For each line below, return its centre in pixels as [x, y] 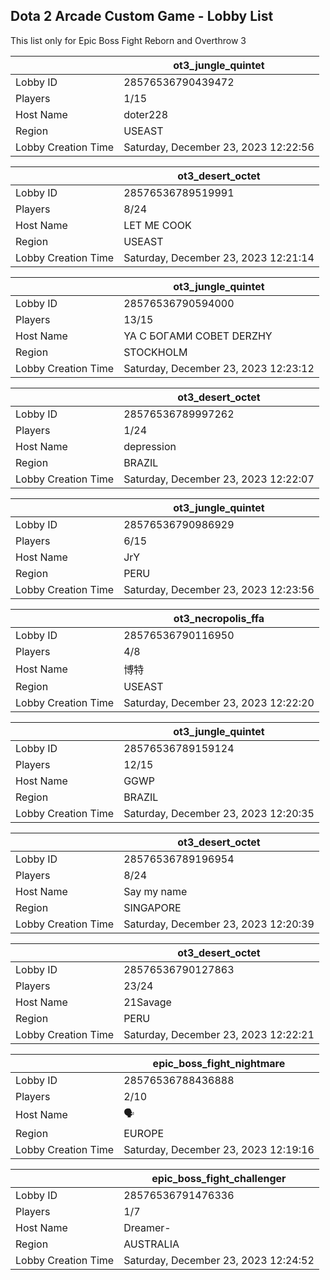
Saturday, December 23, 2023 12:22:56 [219, 147]
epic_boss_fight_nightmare [219, 1063]
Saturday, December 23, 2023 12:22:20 [219, 702]
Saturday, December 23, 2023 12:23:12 [219, 368]
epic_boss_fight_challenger [219, 1178]
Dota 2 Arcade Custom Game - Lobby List [142, 16]
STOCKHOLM [155, 352]
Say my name [155, 891]
